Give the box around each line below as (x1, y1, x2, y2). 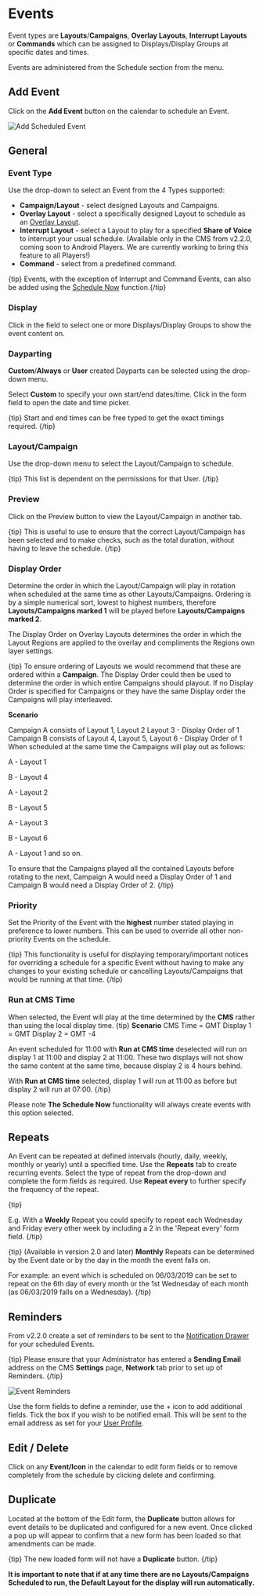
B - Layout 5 (8, 803, 49, 812)
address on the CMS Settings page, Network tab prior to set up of (8, 1363, 223, 1373)
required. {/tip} (8, 422, 56, 431)
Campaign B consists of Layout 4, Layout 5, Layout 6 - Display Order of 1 (8, 733, 243, 743)
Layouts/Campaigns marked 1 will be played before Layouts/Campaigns (8, 605, 245, 615)
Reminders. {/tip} (8, 1371, 63, 1381)
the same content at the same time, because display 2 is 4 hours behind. (8, 1061, 243, 1070)
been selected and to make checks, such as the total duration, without (8, 535, 235, 544)
